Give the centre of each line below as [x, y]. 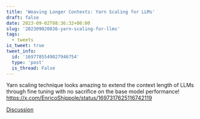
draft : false [23, 18]
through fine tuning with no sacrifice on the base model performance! [93, 92]
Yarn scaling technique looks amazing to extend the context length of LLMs [100, 85]
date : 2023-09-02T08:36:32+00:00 [48, 23]
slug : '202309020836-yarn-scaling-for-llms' [63, 29]
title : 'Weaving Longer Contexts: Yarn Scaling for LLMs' [81, 12]
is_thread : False [34, 68]
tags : [13, 34]
